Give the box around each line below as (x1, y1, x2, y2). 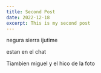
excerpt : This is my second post (6, 20, 91, 26)
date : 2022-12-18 (6, 14, 50, 21)
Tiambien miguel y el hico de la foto (6, 60, 96, 67)
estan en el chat (6, 48, 47, 56)
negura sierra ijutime (6, 37, 58, 44)
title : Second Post (6, 8, 56, 15)
